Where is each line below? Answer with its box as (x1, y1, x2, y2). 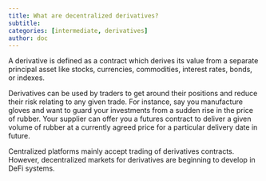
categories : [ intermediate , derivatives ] (8, 26, 149, 34)
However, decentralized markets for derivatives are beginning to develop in (8, 155, 256, 165)
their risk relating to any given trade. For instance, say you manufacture (8, 97, 244, 107)
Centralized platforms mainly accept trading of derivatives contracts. (8, 147, 235, 156)
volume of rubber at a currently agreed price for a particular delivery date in (8, 123, 258, 132)
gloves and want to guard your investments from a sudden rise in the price (8, 106, 254, 115)
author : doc (8, 34, 48, 42)
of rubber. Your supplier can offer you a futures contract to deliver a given (8, 114, 252, 124)
